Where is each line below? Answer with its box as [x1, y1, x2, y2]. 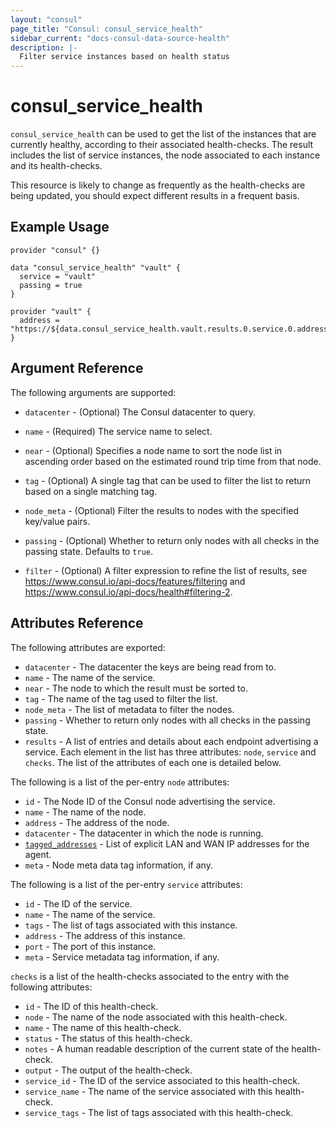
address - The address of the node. [24, 816, 170, 828]
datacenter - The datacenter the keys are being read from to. [24, 661, 277, 673]
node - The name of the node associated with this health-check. [24, 1011, 288, 1023]
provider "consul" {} [10, 245, 101, 255]
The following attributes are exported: [10, 641, 166, 653]
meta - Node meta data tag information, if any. [24, 859, 213, 871]
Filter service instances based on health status [19, 52, 230, 62]
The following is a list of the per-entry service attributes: [10, 878, 243, 890]
